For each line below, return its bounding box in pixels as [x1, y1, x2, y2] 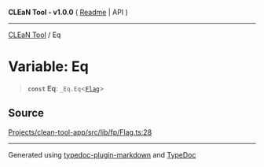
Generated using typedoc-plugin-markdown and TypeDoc [8, 150, 196, 159]
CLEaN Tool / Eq [8, 30, 61, 39]
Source [8, 106, 45, 120]
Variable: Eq [8, 58, 89, 76]
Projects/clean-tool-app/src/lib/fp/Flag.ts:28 [8, 127, 152, 137]
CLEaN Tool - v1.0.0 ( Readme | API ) [8, 8, 128, 17]
